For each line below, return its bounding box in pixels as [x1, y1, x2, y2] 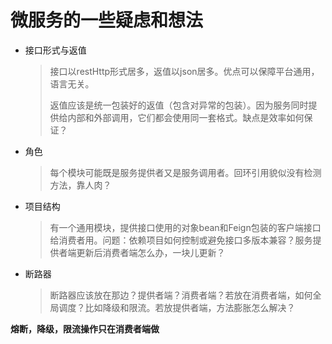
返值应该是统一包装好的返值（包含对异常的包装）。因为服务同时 [49, 99, 309, 111]
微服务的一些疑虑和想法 [10, 9, 204, 32]
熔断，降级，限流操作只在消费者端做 [10, 322, 160, 335]
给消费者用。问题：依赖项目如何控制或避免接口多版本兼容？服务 [49, 234, 313, 246]
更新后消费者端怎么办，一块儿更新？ [76, 246, 226, 258]
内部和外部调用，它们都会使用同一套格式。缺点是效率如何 [67, 111, 305, 123]
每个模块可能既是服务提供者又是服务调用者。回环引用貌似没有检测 [49, 166, 322, 178]
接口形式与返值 [24, 44, 87, 56]
